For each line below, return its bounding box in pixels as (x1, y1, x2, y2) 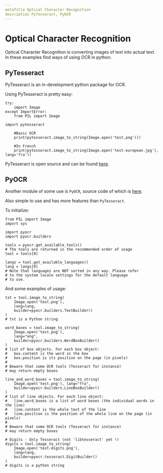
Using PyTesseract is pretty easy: (5, 91, 73, 97)
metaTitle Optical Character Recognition (5, 7, 91, 12)
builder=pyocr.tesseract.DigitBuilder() (14, 454, 97, 460)
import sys (5, 221, 27, 226)
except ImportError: (5, 109, 47, 115)
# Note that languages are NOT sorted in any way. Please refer (5, 268, 139, 273)
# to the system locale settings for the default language (5, 273, 128, 278)
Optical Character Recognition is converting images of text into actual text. (5, 49, 156, 55)
